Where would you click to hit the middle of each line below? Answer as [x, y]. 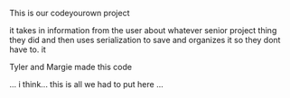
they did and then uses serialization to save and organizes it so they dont [145, 40]
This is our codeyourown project [70, 13]
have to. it [28, 49]
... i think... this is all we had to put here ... [87, 84]
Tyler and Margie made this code [71, 67]
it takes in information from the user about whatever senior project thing [143, 30]
